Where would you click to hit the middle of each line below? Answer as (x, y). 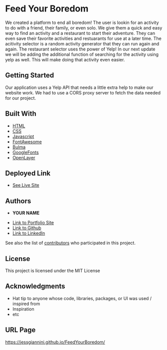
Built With (21, 114)
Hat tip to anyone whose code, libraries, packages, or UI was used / (82, 298)
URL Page (20, 330)
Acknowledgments (35, 286)
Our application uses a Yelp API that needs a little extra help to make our (79, 87)
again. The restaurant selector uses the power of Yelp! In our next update (80, 49)
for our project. (21, 98)
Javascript (23, 136)
